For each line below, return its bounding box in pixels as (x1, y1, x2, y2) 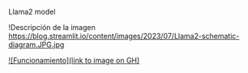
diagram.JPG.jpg (8, 40, 65, 49)
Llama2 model (8, 7, 56, 16)
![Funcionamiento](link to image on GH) (8, 56, 140, 65)
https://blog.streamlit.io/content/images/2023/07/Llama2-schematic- (8, 32, 240, 41)
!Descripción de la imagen (8, 23, 96, 32)
